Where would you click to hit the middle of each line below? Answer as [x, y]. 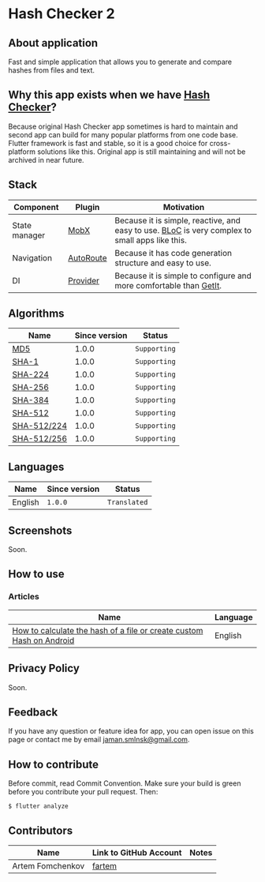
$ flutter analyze [38, 806]
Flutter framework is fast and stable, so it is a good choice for [108, 143]
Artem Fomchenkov [49, 866]
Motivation [184, 207]
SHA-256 [31, 388]
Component [36, 207]
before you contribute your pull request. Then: [83, 792]
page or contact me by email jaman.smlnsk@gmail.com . [99, 740]
